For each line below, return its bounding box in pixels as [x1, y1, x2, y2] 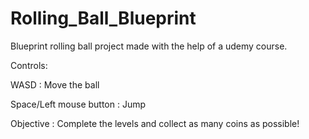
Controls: [10, 59, 48, 71]
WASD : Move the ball [10, 78, 100, 91]
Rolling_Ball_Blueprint [10, 7, 197, 30]
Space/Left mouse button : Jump [10, 98, 147, 110]
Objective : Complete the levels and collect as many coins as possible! [10, 117, 300, 129]
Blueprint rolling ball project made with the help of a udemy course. [10, 40, 288, 52]
